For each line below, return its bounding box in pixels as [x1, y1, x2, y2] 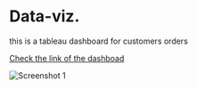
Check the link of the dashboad [9, 53, 125, 63]
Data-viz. [9, 6, 80, 27]
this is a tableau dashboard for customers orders [9, 36, 189, 46]
